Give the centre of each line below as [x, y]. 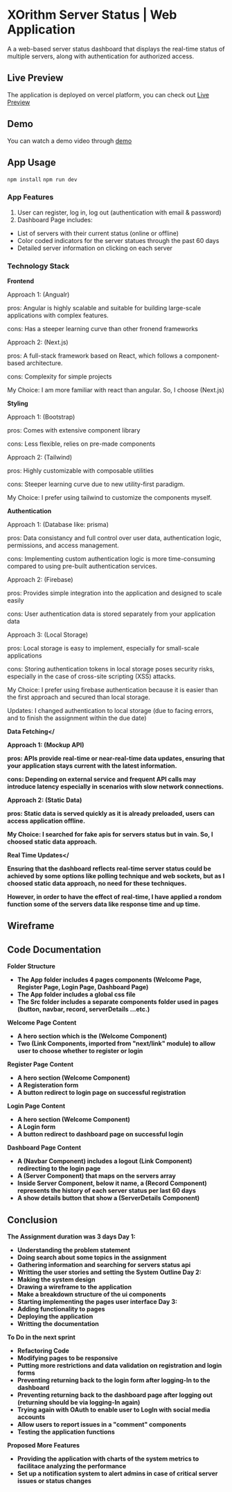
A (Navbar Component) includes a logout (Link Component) [105, 1161]
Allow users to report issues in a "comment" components [102, 1424]
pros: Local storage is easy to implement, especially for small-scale [103, 648]
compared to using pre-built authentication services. [82, 566]
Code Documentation [54, 949]
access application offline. [46, 821]
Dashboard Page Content [44, 1148]
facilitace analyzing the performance [72, 1466]
